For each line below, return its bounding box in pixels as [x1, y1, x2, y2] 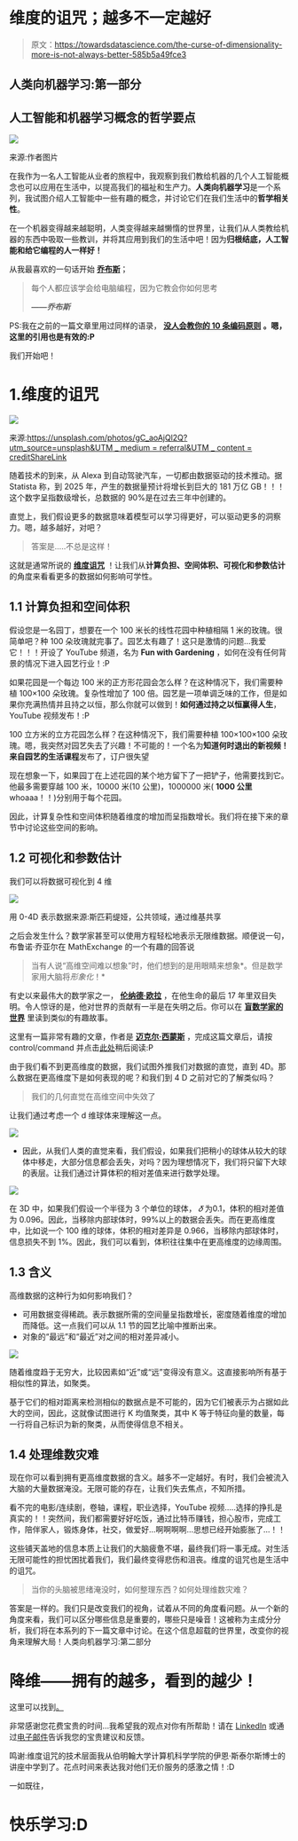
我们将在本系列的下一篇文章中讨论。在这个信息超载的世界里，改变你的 [24, 1625, 281, 1636]
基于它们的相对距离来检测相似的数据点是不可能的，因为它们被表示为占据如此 [9, 1396, 289, 1407]
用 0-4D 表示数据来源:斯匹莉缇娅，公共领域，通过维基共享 [9, 911, 222, 922]
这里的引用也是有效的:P [9, 332, 95, 342]
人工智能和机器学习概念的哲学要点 [9, 110, 196, 125]
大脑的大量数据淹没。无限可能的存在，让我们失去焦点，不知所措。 [9, 1483, 250, 1494]
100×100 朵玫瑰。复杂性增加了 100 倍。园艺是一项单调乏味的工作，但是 [19, 688, 280, 698]
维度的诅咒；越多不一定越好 [9, 8, 212, 28]
